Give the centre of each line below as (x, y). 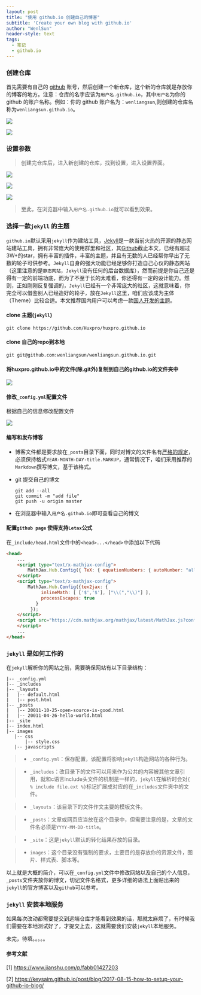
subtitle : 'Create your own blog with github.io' (69, 23)
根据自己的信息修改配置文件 (40, 411)
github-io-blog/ (25, 985)
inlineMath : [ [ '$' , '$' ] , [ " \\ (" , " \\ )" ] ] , (96, 592)
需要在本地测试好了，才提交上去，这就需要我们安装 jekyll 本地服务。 (95, 926)
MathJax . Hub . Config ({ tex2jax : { (68, 587)
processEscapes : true (68, 598)
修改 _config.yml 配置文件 (37, 397)
